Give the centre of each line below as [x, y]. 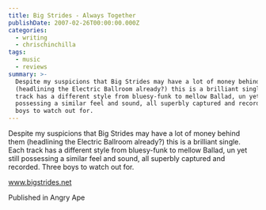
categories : [28, 30]
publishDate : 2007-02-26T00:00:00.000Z [74, 23]
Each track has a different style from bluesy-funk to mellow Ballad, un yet [128, 150]
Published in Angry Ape [47, 197]
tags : [17, 52]
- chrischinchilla [46, 45]
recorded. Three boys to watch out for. [71, 167]
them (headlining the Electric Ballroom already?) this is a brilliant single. [125, 142]
